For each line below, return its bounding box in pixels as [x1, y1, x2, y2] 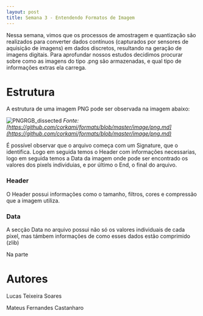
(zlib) [6, 239, 20, 246]
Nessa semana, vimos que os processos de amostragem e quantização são [6, 31, 196, 38]
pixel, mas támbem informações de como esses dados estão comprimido [6, 232, 191, 240]
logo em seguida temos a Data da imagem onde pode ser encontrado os [6, 155, 188, 162]
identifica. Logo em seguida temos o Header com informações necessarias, [6, 148, 197, 156]
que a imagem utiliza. [6, 196, 60, 204]
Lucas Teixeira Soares [6, 292, 62, 300]
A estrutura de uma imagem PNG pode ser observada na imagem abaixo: [6, 105, 190, 113]
